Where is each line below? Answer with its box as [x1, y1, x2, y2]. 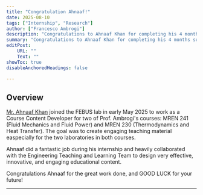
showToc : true [6, 59, 42, 65]
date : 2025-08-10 [6, 14, 50, 20]
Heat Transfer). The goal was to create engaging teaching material [6, 128, 172, 135]
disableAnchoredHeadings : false [6, 64, 88, 71]
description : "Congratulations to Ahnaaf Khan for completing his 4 [6, 31, 182, 37]
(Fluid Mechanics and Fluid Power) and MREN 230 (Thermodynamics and [6, 121, 190, 128]
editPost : [6, 43, 31, 49]
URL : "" [17, 48, 36, 54]
